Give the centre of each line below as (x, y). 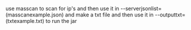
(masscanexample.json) (35, 15)
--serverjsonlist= (141, 9)
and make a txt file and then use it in (109, 15)
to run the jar (61, 21)
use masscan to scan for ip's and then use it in (63, 9)
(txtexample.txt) (25, 21)
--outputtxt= (170, 15)
